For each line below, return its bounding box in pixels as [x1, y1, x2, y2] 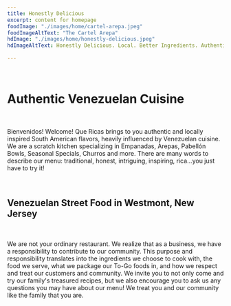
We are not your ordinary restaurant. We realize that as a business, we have [7, 239, 221, 248]
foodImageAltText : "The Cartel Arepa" [7, 29, 118, 37]
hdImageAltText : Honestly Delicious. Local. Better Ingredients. [7, 42, 198, 49]
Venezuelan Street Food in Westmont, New [7, 197, 195, 209]
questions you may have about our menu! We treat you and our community [7, 283, 219, 292]
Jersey [7, 208, 38, 220]
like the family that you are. [7, 291, 84, 299]
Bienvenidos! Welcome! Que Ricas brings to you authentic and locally [7, 127, 203, 135]
